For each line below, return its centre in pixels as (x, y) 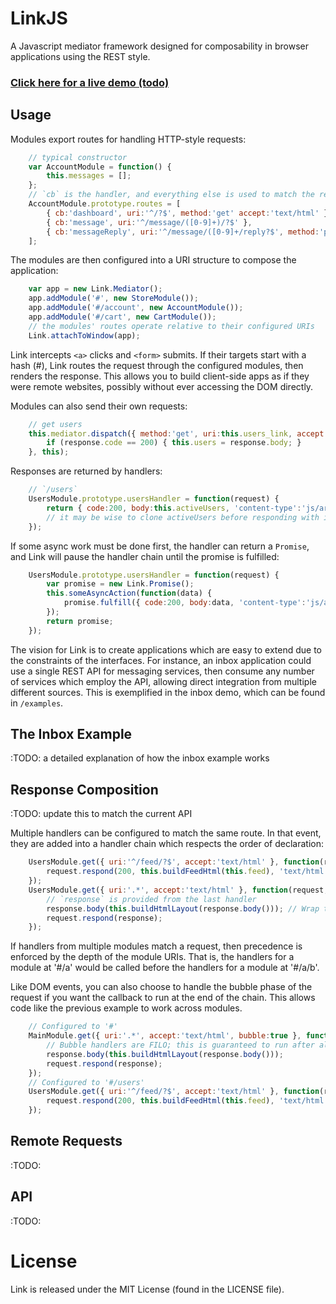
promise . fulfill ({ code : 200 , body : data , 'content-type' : (185, 603)
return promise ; (80, 621)
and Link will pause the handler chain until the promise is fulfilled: (145, 556)
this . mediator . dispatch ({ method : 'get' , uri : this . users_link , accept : (178, 433)
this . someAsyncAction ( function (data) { (129, 593)
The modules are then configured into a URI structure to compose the (153, 260)
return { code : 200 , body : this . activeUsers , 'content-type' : (174, 508)
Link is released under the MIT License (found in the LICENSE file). (147, 1289)
